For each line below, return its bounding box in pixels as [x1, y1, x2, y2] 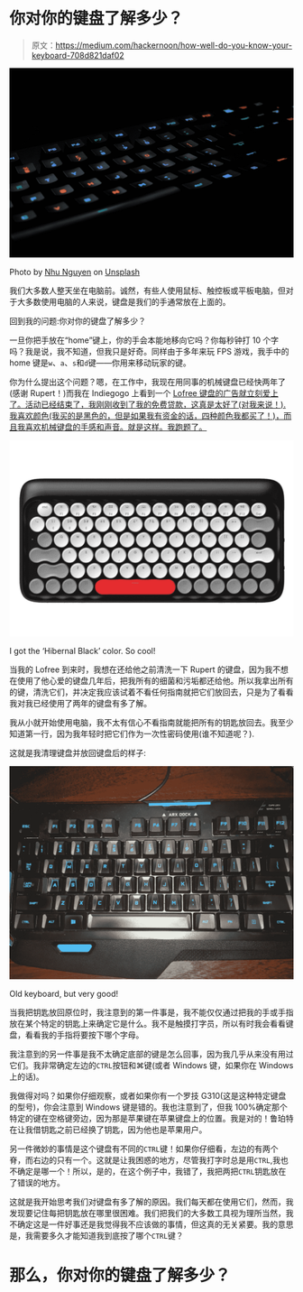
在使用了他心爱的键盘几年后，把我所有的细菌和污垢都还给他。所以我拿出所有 [9, 676, 294, 687]
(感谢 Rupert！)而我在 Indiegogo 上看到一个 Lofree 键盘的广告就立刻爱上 [9, 387, 279, 398]
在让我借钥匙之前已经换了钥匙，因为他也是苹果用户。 [9, 1124, 207, 1135]
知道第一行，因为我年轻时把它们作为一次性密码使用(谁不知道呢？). [9, 728, 255, 740]
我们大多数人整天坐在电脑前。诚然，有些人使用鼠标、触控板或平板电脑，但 [9, 285, 286, 296]
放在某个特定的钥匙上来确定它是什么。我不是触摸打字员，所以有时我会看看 [9, 1019, 286, 1029]
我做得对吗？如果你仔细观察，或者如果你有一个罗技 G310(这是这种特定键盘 [9, 1091, 287, 1102]
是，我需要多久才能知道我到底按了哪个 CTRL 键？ [9, 1231, 184, 1241]
